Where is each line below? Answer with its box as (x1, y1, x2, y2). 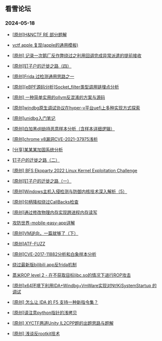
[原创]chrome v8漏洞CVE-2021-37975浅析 (12, 136, 98, 142)
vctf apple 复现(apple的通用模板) (12, 42, 79, 48)
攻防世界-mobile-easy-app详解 (12, 219, 75, 225)
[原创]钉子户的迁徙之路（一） (12, 178, 72, 184)
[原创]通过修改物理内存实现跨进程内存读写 (12, 209, 98, 215)
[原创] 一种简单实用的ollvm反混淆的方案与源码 (12, 94, 106, 100)
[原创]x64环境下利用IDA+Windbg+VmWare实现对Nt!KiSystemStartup (12, 282, 151, 288)
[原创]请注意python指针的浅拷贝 (12, 310, 77, 315)
